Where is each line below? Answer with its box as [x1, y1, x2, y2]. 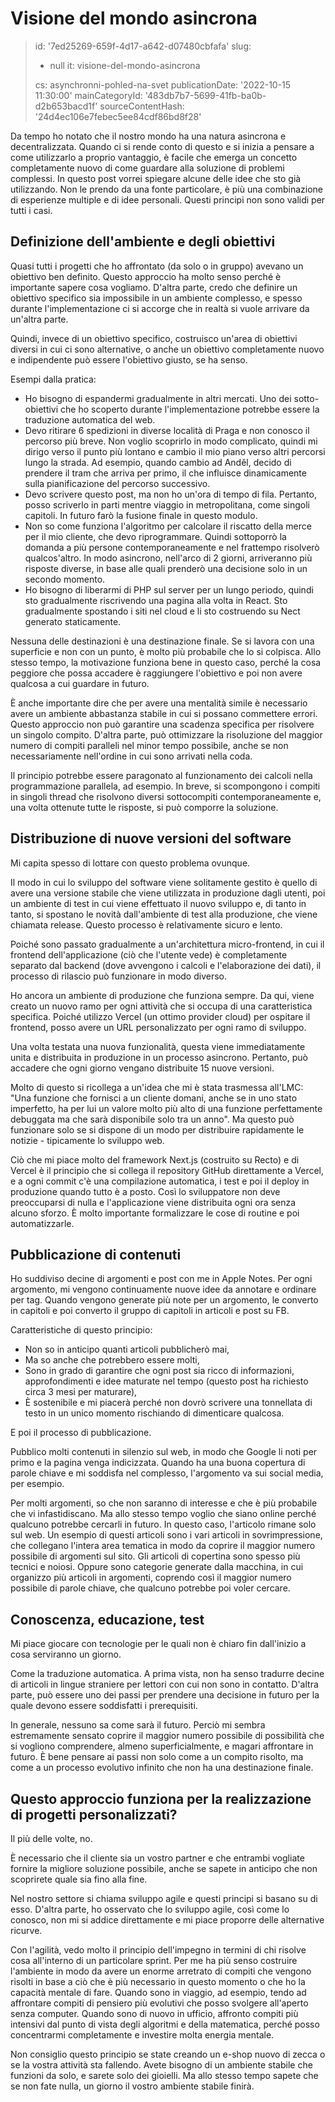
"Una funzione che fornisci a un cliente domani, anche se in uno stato [10, 1092, 298, 1104]
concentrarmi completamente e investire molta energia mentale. [10, 2029, 275, 2041]
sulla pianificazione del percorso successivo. [24, 477, 211, 489]
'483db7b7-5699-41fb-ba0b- [144, 89, 267, 101]
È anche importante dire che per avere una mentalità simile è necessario [10, 697, 308, 709]
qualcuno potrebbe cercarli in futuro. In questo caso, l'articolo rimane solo [10, 1518, 317, 1531]
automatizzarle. [10, 1217, 75, 1229]
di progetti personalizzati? [10, 1806, 178, 1823]
